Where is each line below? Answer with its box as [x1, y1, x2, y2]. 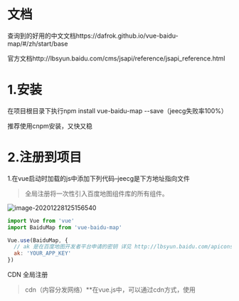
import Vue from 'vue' [7, 217, 75, 224]
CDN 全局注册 [7, 270, 48, 279]
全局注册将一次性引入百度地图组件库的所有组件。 [24, 189, 169, 198]
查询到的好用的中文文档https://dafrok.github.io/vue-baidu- [7, 31, 179, 40]
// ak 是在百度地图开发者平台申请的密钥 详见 [14, 243, 132, 250]
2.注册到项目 [7, 149, 82, 166]
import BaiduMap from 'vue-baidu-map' [7, 223, 122, 231]
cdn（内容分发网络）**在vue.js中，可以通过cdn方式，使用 [24, 285, 196, 294]
